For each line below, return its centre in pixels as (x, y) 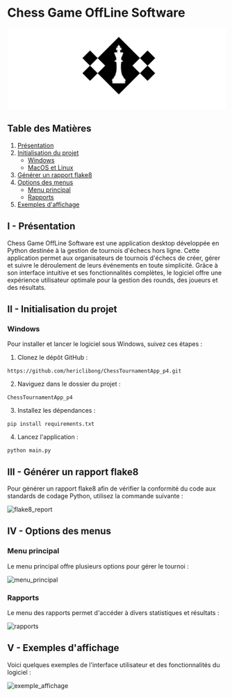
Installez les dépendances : (56, 411)
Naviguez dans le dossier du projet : (69, 384)
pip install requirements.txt (51, 424)
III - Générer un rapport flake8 (73, 471)
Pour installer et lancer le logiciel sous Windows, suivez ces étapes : (105, 344)
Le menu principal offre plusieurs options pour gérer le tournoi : (98, 566)
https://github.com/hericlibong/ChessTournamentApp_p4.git (94, 371)
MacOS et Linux (50, 167)
